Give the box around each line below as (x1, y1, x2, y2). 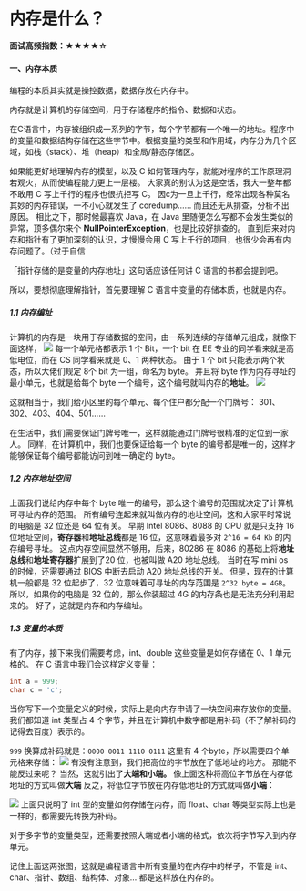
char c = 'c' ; (9, 685, 64, 694)
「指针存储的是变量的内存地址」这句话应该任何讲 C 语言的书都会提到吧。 (9, 265, 284, 276)
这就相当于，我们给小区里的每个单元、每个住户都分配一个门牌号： (9, 397, 257, 408)
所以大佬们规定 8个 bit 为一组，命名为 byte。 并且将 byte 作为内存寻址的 (25, 366, 296, 377)
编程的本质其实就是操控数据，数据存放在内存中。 (9, 85, 193, 96)
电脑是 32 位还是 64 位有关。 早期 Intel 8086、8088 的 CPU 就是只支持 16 (16, 521, 294, 532)
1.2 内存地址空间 (9, 472, 71, 483)
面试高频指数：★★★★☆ (9, 40, 107, 51)
